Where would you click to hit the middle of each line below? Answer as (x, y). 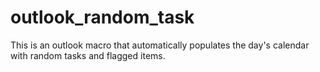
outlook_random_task (102, 17)
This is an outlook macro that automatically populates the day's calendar (160, 45)
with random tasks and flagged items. (88, 55)
